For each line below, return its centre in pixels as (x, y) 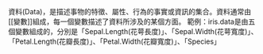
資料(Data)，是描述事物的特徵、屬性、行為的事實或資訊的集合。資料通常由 (130, 12)
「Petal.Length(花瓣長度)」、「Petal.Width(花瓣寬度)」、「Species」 (114, 41)
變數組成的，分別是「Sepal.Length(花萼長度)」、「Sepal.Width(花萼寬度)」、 (136, 31)
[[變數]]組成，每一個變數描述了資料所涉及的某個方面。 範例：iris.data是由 (128, 21)
